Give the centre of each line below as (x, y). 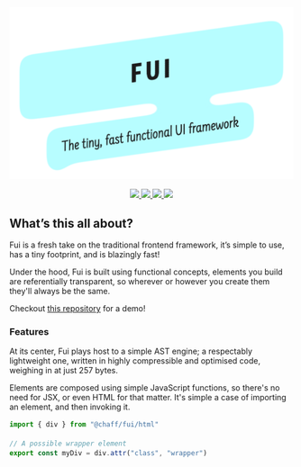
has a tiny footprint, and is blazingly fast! (85, 255)
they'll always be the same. (60, 292)
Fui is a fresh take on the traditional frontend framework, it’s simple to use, (147, 245)
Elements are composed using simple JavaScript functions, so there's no (145, 388)
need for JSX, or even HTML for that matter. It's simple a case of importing (148, 398)
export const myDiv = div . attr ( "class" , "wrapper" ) (108, 453)
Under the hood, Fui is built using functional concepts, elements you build (146, 272)
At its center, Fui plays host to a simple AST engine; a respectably (131, 351)
